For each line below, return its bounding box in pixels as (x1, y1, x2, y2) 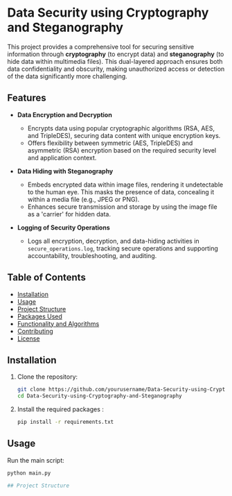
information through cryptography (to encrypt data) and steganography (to (7, 50, 224, 58)
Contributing (17, 327, 53, 335)
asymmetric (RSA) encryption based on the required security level (27, 146, 217, 154)
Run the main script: (7, 456, 64, 464)
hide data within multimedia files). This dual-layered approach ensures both (7, 57, 223, 65)
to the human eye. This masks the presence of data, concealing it (27, 187, 215, 196)
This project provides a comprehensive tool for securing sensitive (7, 42, 195, 51)
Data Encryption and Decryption (17, 110, 112, 119)
